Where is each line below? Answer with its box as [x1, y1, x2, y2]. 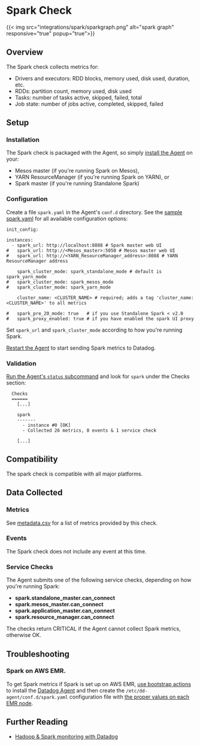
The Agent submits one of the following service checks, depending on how [6, 576, 192, 583]
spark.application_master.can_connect [14, 607, 116, 615]
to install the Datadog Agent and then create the [6, 687, 125, 694]
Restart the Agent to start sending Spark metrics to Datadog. [6, 344, 156, 351]
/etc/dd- [125, 688, 148, 694]
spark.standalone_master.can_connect [14, 594, 116, 601]
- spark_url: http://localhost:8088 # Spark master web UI [11, 242, 162, 248]
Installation [6, 136, 40, 144]
